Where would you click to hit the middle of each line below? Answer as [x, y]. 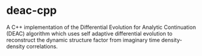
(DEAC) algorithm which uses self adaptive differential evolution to [89, 33]
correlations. [42, 46]
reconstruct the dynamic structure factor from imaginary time [83, 40]
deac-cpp [32, 11]
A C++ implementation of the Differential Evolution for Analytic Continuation [101, 27]
